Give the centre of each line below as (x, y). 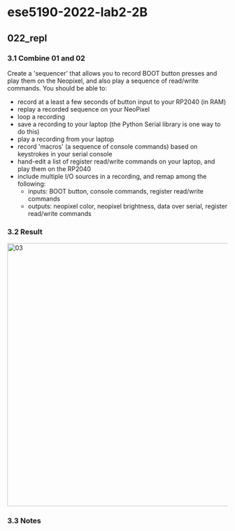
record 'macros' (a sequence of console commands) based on (107, 146)
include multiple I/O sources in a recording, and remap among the (112, 176)
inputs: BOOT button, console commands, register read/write (116, 191)
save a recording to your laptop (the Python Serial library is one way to (119, 124)
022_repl (27, 38)
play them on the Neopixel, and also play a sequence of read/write (103, 81)
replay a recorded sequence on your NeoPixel (84, 109)
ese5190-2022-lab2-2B (78, 12)
